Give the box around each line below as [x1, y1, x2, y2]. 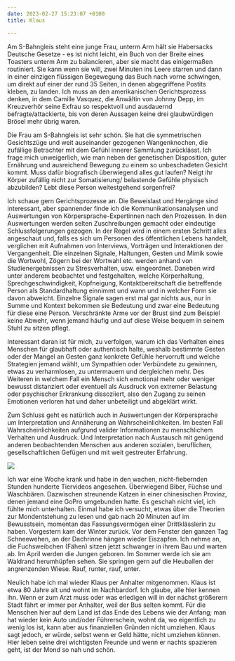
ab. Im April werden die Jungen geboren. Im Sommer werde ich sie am [7, 549, 211, 558]
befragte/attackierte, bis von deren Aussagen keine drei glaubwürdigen [7, 110, 214, 118]
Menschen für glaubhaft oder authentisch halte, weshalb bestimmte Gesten [7, 345, 226, 353]
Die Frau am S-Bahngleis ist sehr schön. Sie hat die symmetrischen [7, 131, 201, 139]
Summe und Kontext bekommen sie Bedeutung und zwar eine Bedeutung [7, 301, 220, 309]
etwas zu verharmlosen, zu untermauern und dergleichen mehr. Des [7, 367, 205, 376]
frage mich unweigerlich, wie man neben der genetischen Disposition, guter [7, 153, 227, 162]
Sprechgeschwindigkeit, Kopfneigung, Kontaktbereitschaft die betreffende [7, 278, 222, 287]
